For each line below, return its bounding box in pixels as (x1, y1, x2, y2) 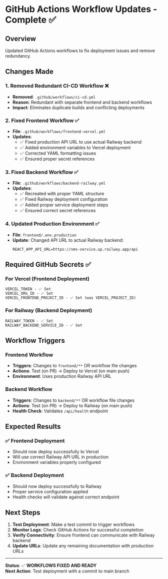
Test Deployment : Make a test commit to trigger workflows (12, 521, 135, 527)
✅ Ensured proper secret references (19, 156, 95, 162)
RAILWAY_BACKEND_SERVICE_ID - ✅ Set (5, 323, 82, 328)
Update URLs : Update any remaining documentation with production (12, 543, 154, 549)
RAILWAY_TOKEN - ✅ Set (5, 318, 53, 323)
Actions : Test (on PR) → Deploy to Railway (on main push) (12, 402, 132, 408)
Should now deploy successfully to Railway (12, 483, 102, 489)
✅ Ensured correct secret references (19, 208, 96, 214)
